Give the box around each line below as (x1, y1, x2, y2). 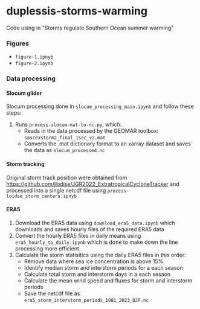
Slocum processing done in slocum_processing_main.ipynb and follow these (6, 103, 195, 110)
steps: (6, 109, 22, 116)
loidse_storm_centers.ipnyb (6, 193, 77, 199)
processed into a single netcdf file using (6, 186, 106, 194)
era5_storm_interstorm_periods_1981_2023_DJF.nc (24, 297, 149, 303)
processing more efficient (15, 244, 80, 252)
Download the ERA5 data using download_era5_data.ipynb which (15, 219, 175, 226)
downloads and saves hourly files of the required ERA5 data (15, 225, 164, 233)
